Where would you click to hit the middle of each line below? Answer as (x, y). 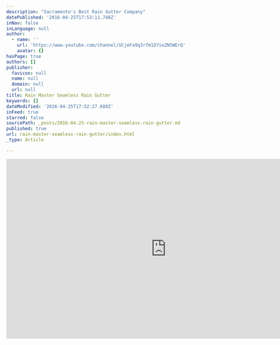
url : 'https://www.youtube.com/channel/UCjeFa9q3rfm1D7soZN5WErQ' (101, 46)
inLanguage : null (28, 28)
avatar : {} (31, 51)
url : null (24, 90)
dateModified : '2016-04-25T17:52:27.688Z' (60, 106)
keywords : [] (22, 101)
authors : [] (21, 62)
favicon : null (29, 73)
